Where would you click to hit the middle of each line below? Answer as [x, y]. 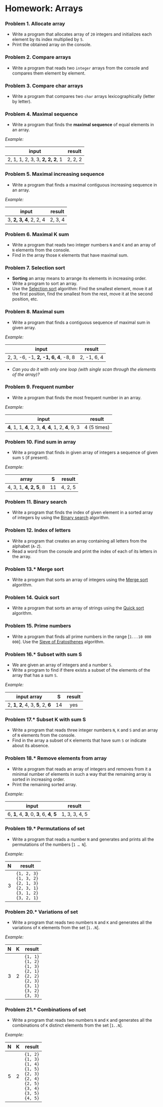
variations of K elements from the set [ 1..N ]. [56, 928]
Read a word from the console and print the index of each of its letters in [84, 551]
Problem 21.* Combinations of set [46, 1010]
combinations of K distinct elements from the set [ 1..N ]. [67, 1025]
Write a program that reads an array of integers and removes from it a [81, 769]
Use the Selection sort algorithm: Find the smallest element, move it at [82, 289]
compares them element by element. [49, 73]
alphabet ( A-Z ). [27, 546]
